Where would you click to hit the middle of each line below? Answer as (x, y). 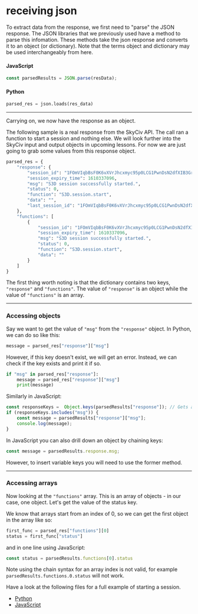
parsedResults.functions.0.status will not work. (65, 576)
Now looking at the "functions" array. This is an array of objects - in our (94, 496)
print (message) (35, 385)
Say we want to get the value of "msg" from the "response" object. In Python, (99, 329)
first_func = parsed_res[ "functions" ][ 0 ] (58, 531)
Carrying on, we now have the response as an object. (71, 121)
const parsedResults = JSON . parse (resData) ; (62, 78)
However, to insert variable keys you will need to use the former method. (94, 462)
